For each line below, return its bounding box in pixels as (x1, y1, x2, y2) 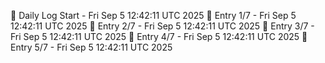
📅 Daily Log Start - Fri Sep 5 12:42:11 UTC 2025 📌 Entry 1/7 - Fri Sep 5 (10, 10, 297, 21)
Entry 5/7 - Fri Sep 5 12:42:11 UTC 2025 (10, 41, 173, 53)
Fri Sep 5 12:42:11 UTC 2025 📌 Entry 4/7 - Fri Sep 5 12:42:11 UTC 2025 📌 (10, 31, 308, 42)
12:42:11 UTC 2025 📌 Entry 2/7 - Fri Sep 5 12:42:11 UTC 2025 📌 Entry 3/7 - (10, 20, 315, 32)
